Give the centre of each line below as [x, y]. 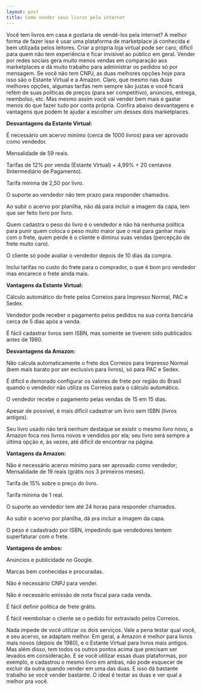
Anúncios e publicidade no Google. [50, 559]
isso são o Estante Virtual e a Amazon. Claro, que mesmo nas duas [89, 80]
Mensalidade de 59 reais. [38, 153]
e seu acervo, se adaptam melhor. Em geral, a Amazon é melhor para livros [99, 636]
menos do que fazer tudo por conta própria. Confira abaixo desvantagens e [100, 105]
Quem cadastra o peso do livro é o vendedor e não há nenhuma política [95, 224]
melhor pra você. [27, 681]
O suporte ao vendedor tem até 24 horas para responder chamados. [91, 506]
